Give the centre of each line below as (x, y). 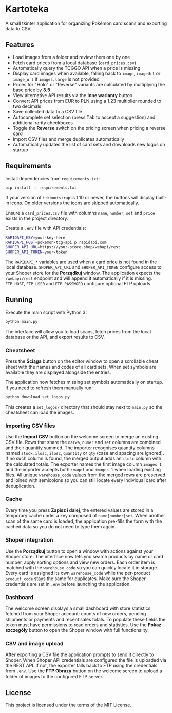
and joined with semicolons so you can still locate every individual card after (86, 480)
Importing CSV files (30, 426)
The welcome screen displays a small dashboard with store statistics (78, 608)
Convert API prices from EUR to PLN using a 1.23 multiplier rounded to (87, 101)
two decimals (27, 106)
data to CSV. (18, 28)
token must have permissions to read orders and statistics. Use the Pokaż (83, 625)
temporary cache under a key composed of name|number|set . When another (85, 516)
